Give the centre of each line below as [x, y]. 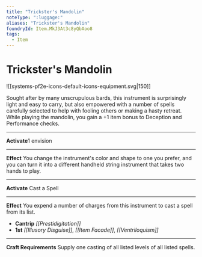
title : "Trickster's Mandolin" [45, 12]
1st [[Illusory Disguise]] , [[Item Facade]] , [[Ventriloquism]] [87, 230]
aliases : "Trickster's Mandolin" [48, 23]
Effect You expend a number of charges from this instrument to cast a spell [99, 205]
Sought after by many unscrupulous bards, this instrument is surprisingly [96, 98]
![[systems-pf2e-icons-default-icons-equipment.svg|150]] [78, 86]
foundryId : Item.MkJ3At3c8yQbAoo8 [50, 29]
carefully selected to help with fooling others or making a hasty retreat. [94, 110]
